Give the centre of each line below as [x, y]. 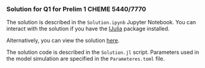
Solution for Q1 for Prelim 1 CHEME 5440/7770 [76, 9]
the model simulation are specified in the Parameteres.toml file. [86, 59]
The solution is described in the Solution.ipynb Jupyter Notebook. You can [101, 22]
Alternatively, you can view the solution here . [63, 41]
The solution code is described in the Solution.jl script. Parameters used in [103, 52]
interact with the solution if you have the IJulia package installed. [88, 29]
